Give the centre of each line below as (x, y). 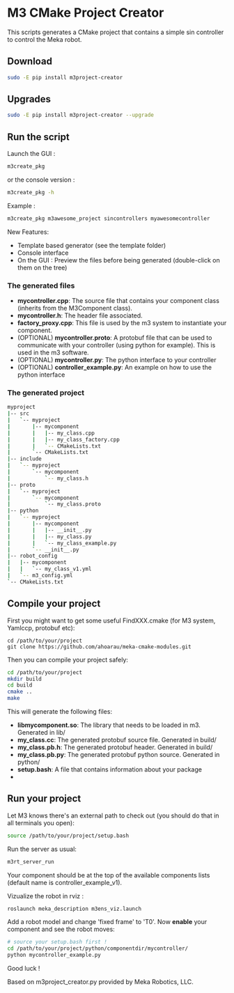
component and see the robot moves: (61, 929)
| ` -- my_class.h (48, 478)
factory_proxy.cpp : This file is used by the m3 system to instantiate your (122, 323)
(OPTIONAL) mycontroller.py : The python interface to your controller (117, 360)
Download (30, 62)
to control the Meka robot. (45, 39)
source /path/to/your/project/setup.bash (68, 836)
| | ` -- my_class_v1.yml (49, 569)
